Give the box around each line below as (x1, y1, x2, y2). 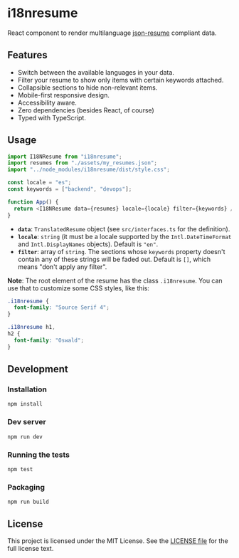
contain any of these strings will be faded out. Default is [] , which (17, 255, 211, 263)
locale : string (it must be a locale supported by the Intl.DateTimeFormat (17, 232, 232, 241)
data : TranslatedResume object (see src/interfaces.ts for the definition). (17, 224, 230, 233)
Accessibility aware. (17, 98, 77, 107)
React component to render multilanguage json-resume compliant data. (7, 28, 217, 37)
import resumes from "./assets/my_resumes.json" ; (7, 159, 158, 167)
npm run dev (7, 433, 43, 441)
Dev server (7, 417, 46, 427)
